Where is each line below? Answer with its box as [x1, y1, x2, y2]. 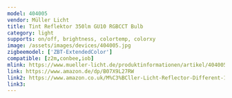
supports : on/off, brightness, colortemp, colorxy [7, 36, 156, 43]
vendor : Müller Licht [7, 17, 70, 23]
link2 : [7, 74, 26, 81]
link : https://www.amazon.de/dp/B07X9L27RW [7, 68, 135, 75]
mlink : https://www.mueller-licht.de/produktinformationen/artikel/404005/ [7, 61, 230, 68]
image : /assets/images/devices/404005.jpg [7, 42, 131, 49]
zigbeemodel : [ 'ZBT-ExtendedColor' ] [7, 49, 113, 56]
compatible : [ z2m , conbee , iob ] [7, 55, 95, 62]
